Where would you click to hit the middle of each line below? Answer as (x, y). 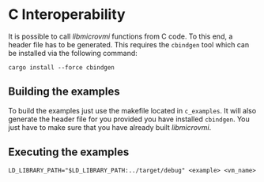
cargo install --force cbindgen (61, 67)
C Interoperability (67, 15)
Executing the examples (69, 152)
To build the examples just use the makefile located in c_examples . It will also (132, 110)
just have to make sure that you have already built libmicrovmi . (110, 127)
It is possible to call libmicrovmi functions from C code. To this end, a (121, 36)
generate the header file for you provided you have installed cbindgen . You (129, 119)
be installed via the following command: (73, 53)
